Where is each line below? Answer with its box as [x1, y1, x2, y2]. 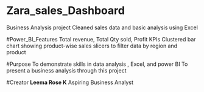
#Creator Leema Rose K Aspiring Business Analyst [6, 79, 134, 86]
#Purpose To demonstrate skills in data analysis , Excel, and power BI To [6, 60, 188, 68]
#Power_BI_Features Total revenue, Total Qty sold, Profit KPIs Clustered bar [6, 35, 196, 43]
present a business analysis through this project [6, 66, 127, 74]
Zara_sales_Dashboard [6, 4, 125, 18]
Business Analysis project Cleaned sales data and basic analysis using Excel [6, 24, 198, 31]
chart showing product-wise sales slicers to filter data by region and [6, 42, 178, 49]
